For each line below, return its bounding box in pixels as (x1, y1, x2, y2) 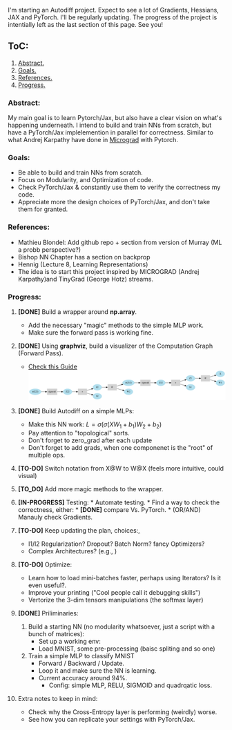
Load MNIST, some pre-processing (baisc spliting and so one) (38, 644, 216, 653)
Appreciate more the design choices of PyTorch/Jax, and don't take (17, 198, 210, 206)
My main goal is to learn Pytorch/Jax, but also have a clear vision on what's (8, 114, 222, 122)
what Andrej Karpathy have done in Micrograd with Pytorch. (8, 136, 179, 144)
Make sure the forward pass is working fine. (28, 328, 154, 337)
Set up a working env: (38, 638, 101, 646)
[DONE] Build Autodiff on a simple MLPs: (17, 406, 135, 415)
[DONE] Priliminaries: (17, 609, 79, 618)
